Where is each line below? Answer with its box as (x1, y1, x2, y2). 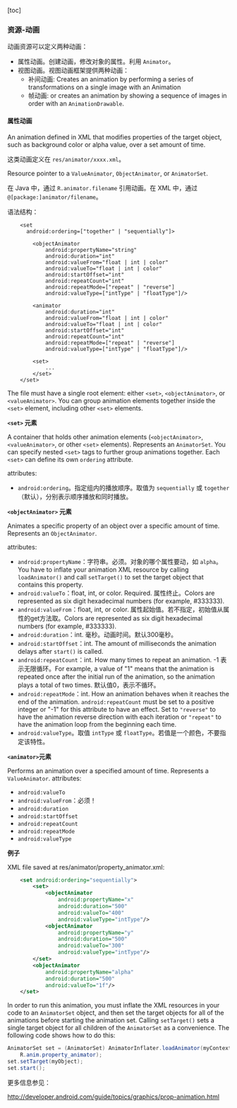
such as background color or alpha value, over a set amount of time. (7, 140, 206, 149)
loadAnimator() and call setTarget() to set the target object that (17, 572, 204, 581)
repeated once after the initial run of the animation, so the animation (17, 672, 215, 681)
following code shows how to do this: (7, 1031, 116, 1039)
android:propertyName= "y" (57, 929, 134, 936)
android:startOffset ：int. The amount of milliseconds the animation (17, 639, 217, 647)
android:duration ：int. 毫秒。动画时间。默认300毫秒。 (17, 630, 178, 639)
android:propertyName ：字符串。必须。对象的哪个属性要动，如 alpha (17, 557, 217, 565)
